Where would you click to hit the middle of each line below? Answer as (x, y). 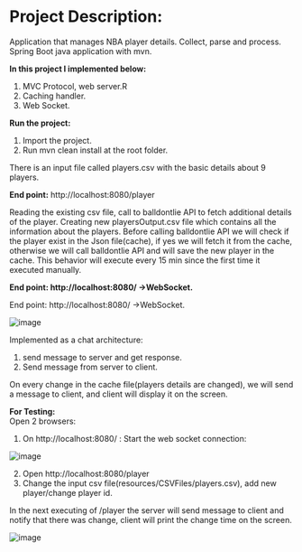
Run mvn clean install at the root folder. (95, 150)
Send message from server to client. (90, 367)
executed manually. (46, 269)
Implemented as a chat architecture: (76, 340)
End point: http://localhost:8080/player (82, 194)
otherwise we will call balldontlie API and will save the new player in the (142, 250)
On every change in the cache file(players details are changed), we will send (151, 384)
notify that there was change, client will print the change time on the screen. (151, 519)
